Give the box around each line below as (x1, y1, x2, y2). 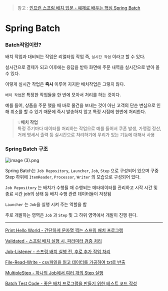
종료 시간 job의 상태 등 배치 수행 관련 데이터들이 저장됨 (5, 190, 111, 196)
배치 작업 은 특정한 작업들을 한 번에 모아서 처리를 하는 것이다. (5, 92, 121, 98)
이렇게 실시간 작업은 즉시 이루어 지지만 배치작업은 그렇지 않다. (5, 81, 125, 87)
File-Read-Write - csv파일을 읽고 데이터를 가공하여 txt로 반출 (5, 259, 126, 265)
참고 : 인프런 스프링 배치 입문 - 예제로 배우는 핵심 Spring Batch (17, 5, 141, 10)
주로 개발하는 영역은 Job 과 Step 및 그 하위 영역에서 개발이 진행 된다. (5, 212, 138, 218)
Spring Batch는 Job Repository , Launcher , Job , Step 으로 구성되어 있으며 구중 (5, 167, 159, 173)
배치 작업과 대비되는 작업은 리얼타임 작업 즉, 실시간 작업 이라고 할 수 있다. (5, 53, 146, 59)
